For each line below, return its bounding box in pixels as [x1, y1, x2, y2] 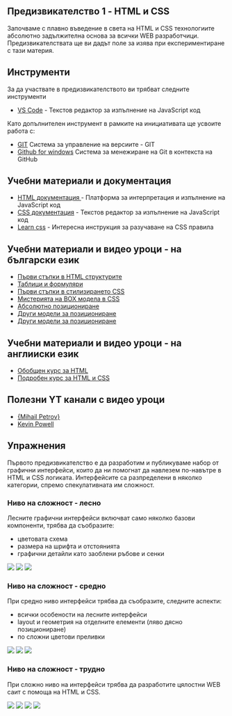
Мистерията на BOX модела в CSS [17, 295, 120, 303]
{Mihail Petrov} [17, 412, 60, 420]
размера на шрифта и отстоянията [17, 542, 120, 550]
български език [7, 254, 80, 266]
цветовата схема [17, 534, 68, 543]
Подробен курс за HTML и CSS [17, 374, 110, 382]
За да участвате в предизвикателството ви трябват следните [7, 85, 190, 93]
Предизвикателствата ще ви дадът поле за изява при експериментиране [7, 38, 225, 47]
